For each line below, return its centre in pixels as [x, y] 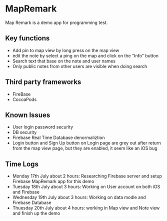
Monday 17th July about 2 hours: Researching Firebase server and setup [87, 176]
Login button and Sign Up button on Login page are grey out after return [87, 143]
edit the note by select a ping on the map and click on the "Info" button [85, 55]
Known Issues [28, 115]
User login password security [43, 127]
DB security [24, 132]
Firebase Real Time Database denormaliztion [58, 137]
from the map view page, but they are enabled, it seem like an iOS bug [85, 148]
